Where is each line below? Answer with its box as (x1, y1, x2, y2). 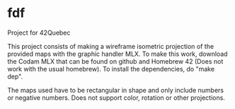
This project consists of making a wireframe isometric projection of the (7, 42, 214, 50)
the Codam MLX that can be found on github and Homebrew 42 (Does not (7, 57, 224, 65)
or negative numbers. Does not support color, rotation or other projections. (7, 93, 225, 102)
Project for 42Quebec (7, 28, 71, 37)
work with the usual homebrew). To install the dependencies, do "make (7, 64, 214, 73)
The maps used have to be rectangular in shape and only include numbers (7, 86, 224, 94)
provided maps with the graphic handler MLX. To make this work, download (7, 50, 228, 58)
